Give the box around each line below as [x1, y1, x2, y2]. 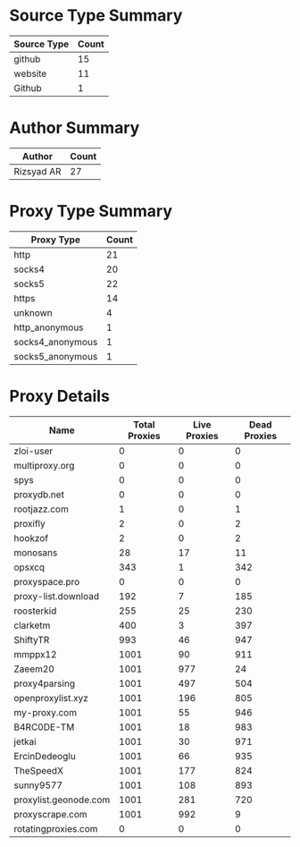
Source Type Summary [9, 5, 183, 26]
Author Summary [9, 118, 140, 139]
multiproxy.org [13, 459, 75, 471]
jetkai [13, 735, 37, 748]
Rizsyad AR [13, 165, 62, 177]
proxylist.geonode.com [13, 793, 111, 806]
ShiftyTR [13, 633, 50, 646]
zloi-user [13, 445, 54, 457]
